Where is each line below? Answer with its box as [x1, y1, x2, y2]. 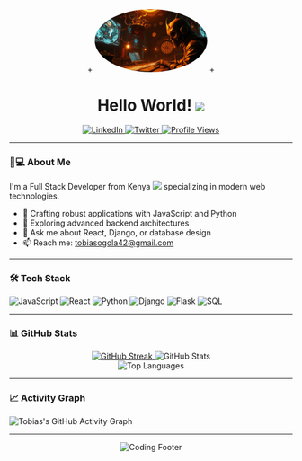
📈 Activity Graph [9, 392, 86, 404]
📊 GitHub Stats [9, 327, 78, 340]
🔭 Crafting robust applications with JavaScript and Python [22, 208, 237, 218]
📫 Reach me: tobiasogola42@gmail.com [22, 237, 174, 248]
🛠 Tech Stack [9, 271, 71, 284]
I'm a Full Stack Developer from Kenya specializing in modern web [9, 181, 266, 191]
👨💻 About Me [9, 156, 71, 169]
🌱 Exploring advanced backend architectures [22, 217, 190, 228]
